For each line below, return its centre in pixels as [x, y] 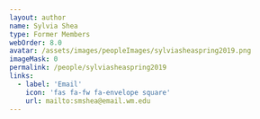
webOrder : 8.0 [36, 42]
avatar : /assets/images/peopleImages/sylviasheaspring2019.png [130, 51]
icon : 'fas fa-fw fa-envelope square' [98, 92]
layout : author [38, 17]
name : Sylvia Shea [44, 26]
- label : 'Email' [50, 84]
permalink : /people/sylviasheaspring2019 [88, 68]
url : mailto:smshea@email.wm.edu [88, 101]
